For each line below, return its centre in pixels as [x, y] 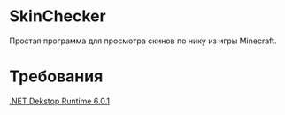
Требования [56, 77]
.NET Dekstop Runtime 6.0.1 [60, 101]
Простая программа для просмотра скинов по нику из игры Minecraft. [143, 41]
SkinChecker [58, 16]
